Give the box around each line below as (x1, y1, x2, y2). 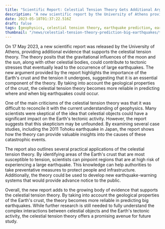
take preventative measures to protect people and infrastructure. (5, 167, 136, 172)
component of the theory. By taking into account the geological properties (5, 80, 155, 86)
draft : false (5, 21, 32, 26)
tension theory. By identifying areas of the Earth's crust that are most (5, 151, 145, 157)
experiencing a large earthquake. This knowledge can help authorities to (5, 162, 152, 168)
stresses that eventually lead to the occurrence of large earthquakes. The (5, 64, 154, 70)
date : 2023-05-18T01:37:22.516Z (5, 16, 71, 21)
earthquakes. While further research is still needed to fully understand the (5, 202, 155, 208)
